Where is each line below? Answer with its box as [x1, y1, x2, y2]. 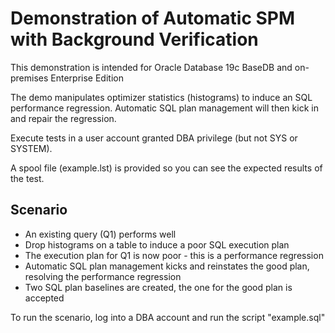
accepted [24, 292, 65, 304]
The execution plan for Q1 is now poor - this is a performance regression [24, 249, 324, 261]
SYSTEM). [10, 142, 53, 154]
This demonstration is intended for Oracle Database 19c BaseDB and [10, 61, 293, 73]
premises [10, 72, 49, 84]
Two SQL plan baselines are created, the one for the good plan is [24, 281, 293, 293]
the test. [10, 172, 45, 184]
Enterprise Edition [50, 72, 124, 84]
